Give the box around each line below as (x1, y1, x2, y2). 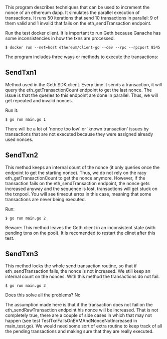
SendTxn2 (5, 151, 39, 159)
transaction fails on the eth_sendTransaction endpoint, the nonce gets (5, 180, 150, 186)
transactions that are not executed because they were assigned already (5, 131, 153, 137)
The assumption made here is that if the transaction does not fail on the (5, 302, 153, 308)
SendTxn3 (5, 250, 39, 258)
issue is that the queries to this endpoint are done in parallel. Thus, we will (5, 92, 158, 98)
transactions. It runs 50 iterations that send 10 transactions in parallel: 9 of (5, 15, 159, 21)
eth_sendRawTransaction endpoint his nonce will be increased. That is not (5, 307, 158, 313)
